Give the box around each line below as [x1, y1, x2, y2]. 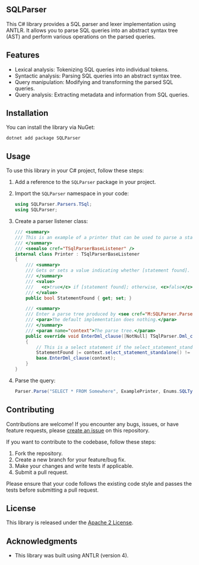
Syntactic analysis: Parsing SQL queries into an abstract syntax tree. [14, 72, 182, 79]
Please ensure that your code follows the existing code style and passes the [6, 480, 192, 487]
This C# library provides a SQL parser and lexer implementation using [6, 20, 176, 27]
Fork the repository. [14, 450, 63, 457]
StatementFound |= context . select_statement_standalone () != [36, 350, 191, 356]
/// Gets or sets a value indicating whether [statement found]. [25, 267, 191, 274]
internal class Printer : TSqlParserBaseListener [14, 251, 140, 257]
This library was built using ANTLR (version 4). [14, 552, 129, 559]
